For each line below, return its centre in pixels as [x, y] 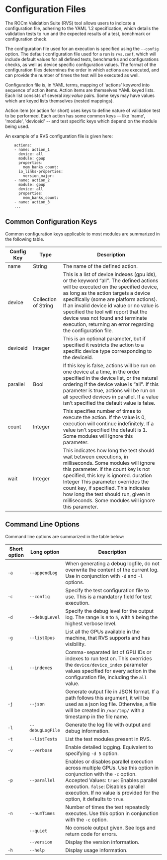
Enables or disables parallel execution [109, 762]
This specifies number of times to [102, 411]
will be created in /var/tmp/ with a [105, 710]
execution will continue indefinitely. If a [108, 423]
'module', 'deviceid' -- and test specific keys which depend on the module [81, 121]
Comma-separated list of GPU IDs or [108, 652]
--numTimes [42, 813]
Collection [45, 299]
